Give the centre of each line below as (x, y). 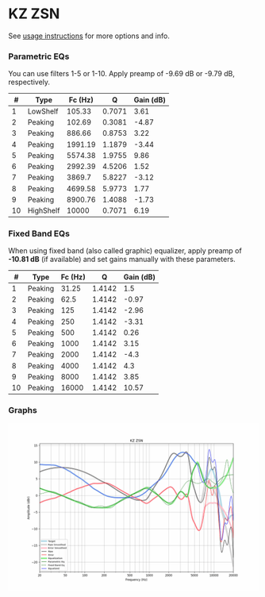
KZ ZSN (34, 14)
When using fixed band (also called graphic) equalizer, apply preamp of (125, 251)
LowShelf (43, 111)
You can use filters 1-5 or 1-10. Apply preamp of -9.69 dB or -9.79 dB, (122, 74)
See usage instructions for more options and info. (89, 36)
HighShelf (44, 210)
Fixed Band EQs (39, 233)
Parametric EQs (39, 56)
